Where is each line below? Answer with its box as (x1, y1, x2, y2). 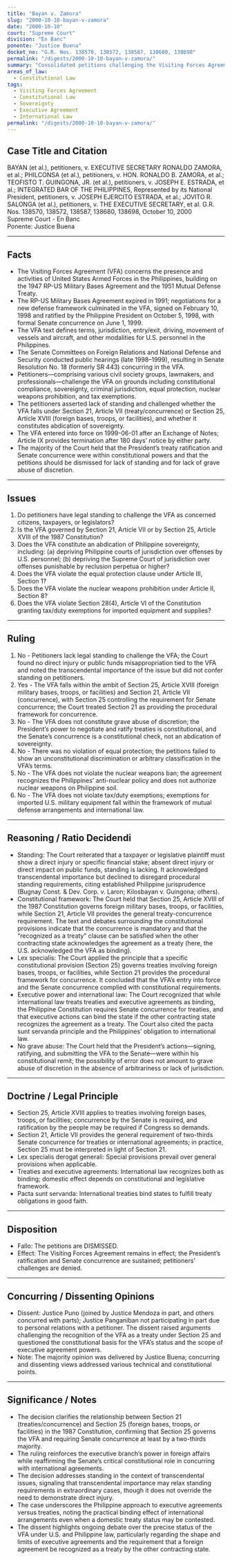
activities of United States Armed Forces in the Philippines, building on (17, 275, 217, 283)
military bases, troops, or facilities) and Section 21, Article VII (17, 688, 191, 696)
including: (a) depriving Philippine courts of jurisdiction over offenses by (17, 547, 223, 556)
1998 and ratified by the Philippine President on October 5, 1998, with (17, 311, 215, 320)
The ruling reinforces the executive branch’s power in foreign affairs (17, 1449, 211, 1458)
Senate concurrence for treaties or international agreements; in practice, (17, 1138, 224, 1146)
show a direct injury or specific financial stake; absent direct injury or (17, 858, 214, 866)
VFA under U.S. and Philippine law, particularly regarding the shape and (17, 1530, 221, 1539)
